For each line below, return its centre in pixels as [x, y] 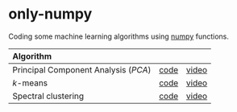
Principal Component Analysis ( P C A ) [82, 69]
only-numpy [50, 14]
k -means [30, 83]
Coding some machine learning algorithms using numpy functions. [119, 36]
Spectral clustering [48, 96]
